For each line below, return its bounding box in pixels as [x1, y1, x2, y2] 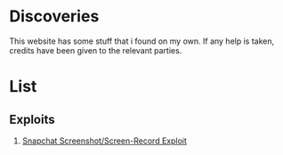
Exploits [9, 111, 55, 126]
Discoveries [9, 6, 100, 27]
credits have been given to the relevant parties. [9, 45, 182, 55]
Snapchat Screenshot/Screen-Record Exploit [21, 135, 187, 146]
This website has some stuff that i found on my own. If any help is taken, [9, 36, 275, 46]
